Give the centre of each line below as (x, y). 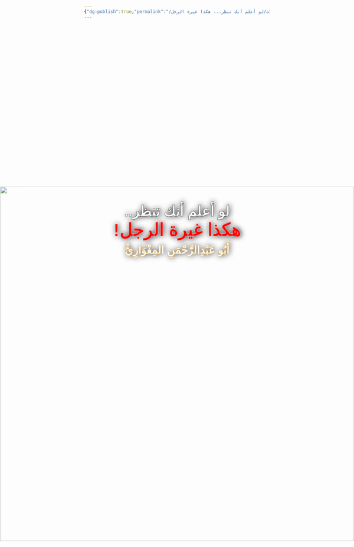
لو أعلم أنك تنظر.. (177, 211)
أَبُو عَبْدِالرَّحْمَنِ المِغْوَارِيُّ (177, 250)
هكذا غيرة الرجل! (177, 230)
